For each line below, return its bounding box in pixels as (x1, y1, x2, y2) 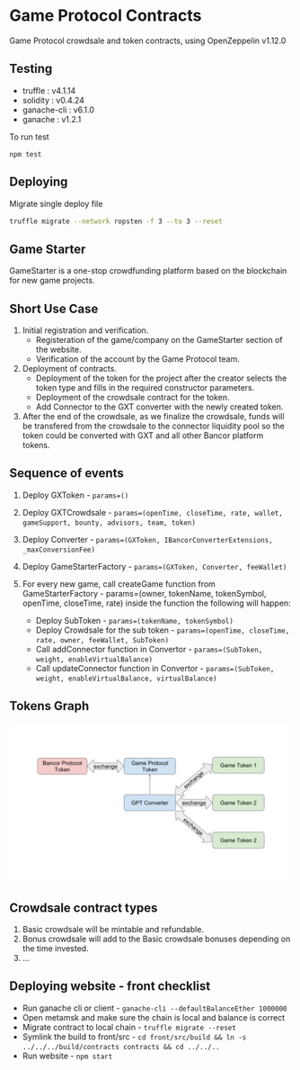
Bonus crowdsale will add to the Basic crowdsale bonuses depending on (22, 933, 291, 944)
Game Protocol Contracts (9, 5, 202, 26)
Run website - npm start (22, 1050, 113, 1061)
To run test (9, 131, 49, 142)
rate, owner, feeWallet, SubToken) (35, 635, 169, 644)
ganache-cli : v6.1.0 (22, 104, 95, 115)
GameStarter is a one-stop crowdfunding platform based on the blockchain (9, 265, 287, 276)
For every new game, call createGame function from (22, 578, 216, 589)
